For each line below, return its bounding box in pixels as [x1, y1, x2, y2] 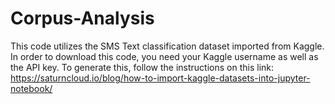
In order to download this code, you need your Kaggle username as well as [10, 50, 319, 62]
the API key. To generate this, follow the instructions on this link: [10, 61, 275, 73]
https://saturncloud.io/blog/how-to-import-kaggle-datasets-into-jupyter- [10, 72, 311, 84]
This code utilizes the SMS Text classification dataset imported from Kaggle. [10, 40, 325, 52]
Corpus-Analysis [10, 7, 155, 30]
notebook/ [10, 82, 53, 94]
